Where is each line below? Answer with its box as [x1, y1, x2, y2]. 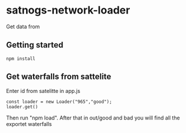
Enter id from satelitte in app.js [6, 87, 81, 94]
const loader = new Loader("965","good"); [6, 98, 112, 105]
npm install [6, 55, 35, 62]
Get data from [6, 23, 40, 30]
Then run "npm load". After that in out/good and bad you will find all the [6, 114, 180, 121]
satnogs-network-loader [6, 4, 130, 17]
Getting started [6, 40, 64, 50]
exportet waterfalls [6, 120, 52, 127]
